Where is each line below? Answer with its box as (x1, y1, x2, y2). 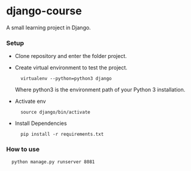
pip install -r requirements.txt (20, 132, 104, 138)
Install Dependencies (14, 120, 67, 127)
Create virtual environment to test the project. (14, 64, 128, 71)
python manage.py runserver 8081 (11, 158, 95, 165)
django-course (6, 4, 82, 18)
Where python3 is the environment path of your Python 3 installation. (14, 86, 186, 93)
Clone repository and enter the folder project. (14, 53, 127, 60)
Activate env (14, 97, 46, 105)
